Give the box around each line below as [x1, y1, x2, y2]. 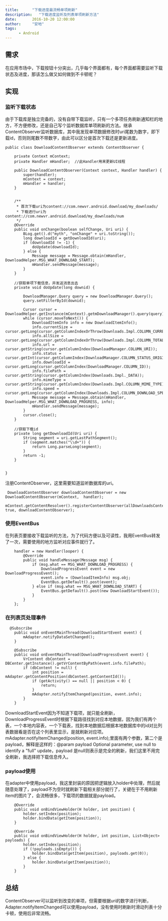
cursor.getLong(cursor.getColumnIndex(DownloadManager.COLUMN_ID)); [5, 364, 151, 369]
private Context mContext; [14, 154, 70, 159]
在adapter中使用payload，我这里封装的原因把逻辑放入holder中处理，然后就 [5, 780, 160, 786]
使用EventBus [5, 520, 39, 527]
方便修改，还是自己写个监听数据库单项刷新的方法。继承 [18, 122, 132, 128]
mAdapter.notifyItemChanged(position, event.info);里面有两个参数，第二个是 [5, 735, 162, 741]
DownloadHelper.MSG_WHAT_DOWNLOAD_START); [5, 257, 95, 263]
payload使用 [5, 768, 36, 775]
